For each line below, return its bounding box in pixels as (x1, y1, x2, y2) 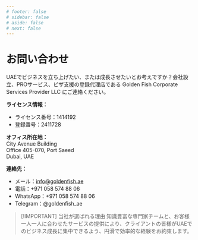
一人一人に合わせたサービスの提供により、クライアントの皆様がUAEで (20, 220, 193, 228)
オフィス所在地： (6, 134, 48, 141)
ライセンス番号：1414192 (14, 113, 76, 121)
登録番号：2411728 (14, 121, 61, 128)
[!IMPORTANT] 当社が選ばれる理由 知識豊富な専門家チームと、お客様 (20, 213, 190, 220)
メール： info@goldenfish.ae (14, 178, 84, 185)
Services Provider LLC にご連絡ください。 (6, 89, 109, 96)
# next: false (6, 25, 42, 31)
